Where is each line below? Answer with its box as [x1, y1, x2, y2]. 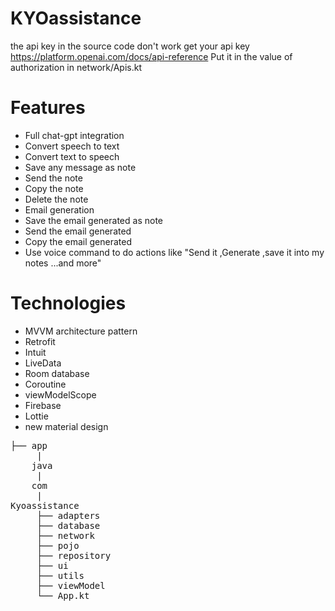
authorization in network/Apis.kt [10, 61, 142, 73]
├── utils [36, 570, 85, 581]
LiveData [24, 357, 62, 369]
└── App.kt [36, 590, 90, 601]
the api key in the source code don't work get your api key [10, 40, 250, 52]
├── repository [36, 550, 112, 561]
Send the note [24, 172, 83, 184]
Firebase [24, 399, 62, 411]
